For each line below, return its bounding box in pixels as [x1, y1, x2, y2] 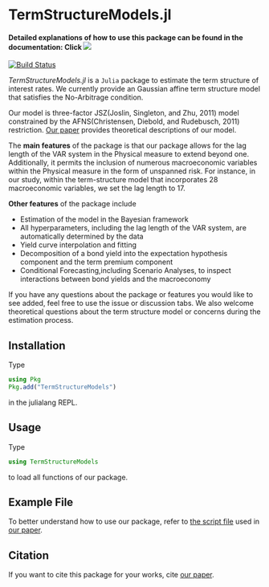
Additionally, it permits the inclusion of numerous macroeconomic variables [8, 158, 258, 168]
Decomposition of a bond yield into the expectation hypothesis [19, 249, 228, 259]
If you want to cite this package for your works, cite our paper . [8, 570, 214, 580]
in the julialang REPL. [8, 397, 78, 407]
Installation [8, 339, 66, 353]
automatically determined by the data [19, 231, 144, 242]
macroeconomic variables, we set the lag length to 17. [8, 183, 186, 194]
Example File [8, 495, 74, 509]
